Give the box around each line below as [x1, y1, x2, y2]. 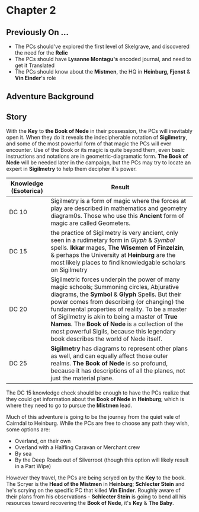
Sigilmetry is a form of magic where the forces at [50, 197, 187, 205]
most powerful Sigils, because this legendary [50, 327, 176, 336]
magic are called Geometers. [50, 219, 131, 227]
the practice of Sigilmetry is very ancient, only [50, 229, 179, 237]
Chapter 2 [6, 4, 56, 17]
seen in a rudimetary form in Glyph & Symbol [50, 236, 175, 244]
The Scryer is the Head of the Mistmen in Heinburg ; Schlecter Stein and [6, 481, 185, 488]
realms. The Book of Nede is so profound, [50, 360, 168, 368]
